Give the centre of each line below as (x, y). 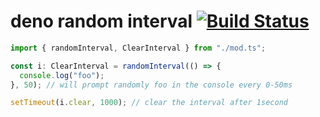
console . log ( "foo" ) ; (62, 75)
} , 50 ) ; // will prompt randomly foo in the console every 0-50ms (151, 85)
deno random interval (101, 21)
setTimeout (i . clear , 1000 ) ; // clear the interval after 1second (149, 103)
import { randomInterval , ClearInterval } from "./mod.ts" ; (138, 48)
